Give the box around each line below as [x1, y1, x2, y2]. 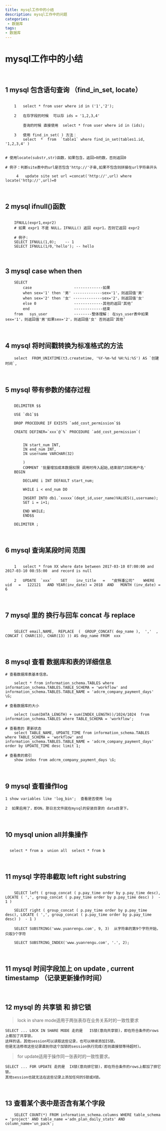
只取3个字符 [5, 931, 26, 937]
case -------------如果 [23, 285, 111, 290]
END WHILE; [23, 509, 46, 514]
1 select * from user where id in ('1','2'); [14, 103, 114, 108]
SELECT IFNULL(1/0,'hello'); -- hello [14, 244, 94, 249]
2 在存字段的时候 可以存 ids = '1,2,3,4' [14, 113, 100, 118]
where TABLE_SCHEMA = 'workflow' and [5, 735, 83, 740]
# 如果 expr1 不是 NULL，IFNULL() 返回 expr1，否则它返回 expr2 [14, 225, 140, 230]
